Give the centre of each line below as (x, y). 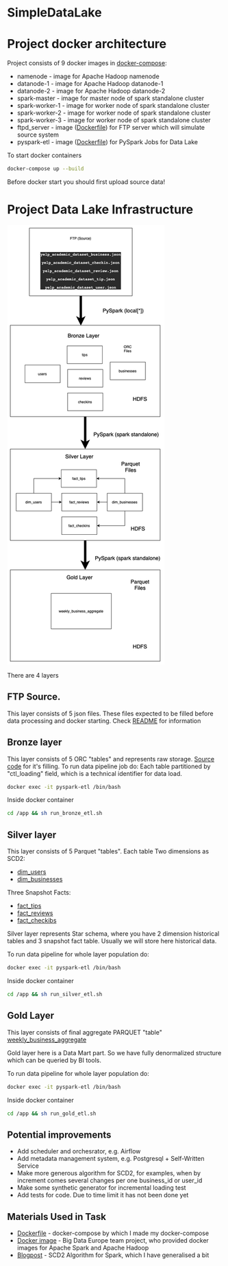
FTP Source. (34, 697)
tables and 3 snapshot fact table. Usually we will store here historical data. (112, 941)
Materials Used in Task (56, 1217)
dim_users (31, 872)
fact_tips (29, 906)
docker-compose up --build (46, 169)
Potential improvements (59, 1135)
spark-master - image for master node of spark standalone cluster (110, 98)
